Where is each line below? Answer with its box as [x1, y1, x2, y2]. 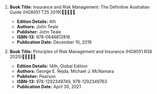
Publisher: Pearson [16, 74, 56, 79]
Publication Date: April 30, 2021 [16, 84, 81, 89]
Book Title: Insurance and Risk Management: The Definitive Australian [9, 4, 150, 10]
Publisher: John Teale [16, 29, 61, 34]
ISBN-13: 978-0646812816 [16, 34, 71, 40]
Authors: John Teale [16, 24, 58, 30]
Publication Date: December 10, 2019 [16, 39, 92, 45]
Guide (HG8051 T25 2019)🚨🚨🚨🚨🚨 [9, 9, 76, 15]
